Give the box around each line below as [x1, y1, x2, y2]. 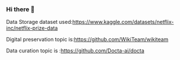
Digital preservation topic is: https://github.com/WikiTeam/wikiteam [6, 36, 169, 43]
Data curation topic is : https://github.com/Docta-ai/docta [6, 47, 145, 54]
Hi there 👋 [6, 5, 35, 13]
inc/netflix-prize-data [6, 24, 58, 31]
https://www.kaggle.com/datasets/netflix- [72, 19, 174, 26]
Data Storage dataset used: [6, 19, 73, 26]
